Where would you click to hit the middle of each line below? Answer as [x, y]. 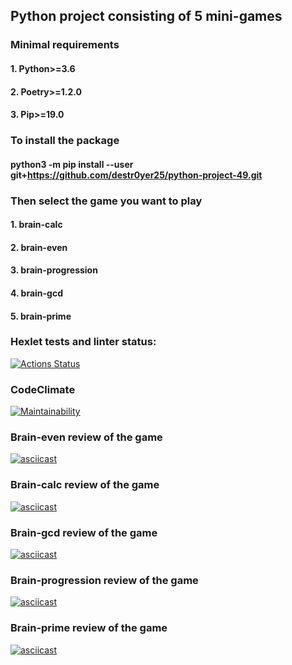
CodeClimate [43, 389]
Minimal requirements [65, 45]
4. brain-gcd [36, 293]
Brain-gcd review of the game [84, 532]
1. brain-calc [36, 225]
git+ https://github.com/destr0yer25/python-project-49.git [136, 175]
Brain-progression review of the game [104, 580]
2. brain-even [39, 247]
